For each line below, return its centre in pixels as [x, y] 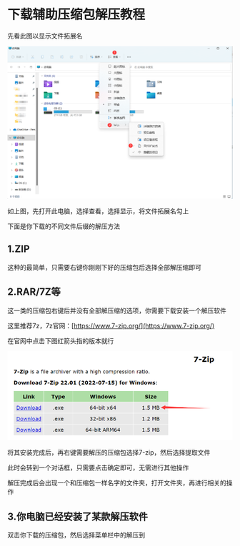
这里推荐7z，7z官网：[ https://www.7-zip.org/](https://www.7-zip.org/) [111, 325]
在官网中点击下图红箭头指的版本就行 [61, 340]
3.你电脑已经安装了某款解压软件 [78, 516]
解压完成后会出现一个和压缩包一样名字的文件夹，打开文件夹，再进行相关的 [117, 483]
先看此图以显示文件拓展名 [45, 36]
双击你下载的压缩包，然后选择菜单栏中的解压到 [76, 535]
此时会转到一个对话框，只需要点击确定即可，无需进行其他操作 [98, 467]
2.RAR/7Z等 [34, 292]
